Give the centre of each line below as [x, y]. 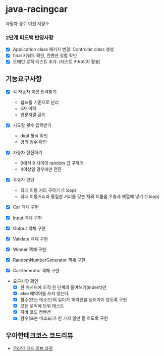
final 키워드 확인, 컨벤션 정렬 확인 [45, 56]
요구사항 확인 [26, 281]
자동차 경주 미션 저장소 [27, 23]
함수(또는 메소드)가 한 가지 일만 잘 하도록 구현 [64, 318]
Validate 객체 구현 [30, 238]
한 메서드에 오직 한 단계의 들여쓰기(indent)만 [63, 287]
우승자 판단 [24, 180]
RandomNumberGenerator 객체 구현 [49, 260]
